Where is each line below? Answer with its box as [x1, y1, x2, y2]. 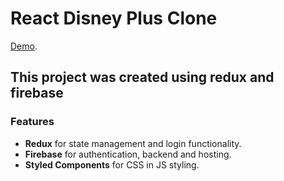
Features [10, 115, 55, 129]
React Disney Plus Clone [10, 7, 218, 30]
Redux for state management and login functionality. [24, 137, 242, 149]
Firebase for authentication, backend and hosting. [24, 148, 232, 160]
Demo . [10, 40, 38, 52]
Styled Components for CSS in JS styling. [24, 158, 200, 171]
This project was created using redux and [10, 69, 275, 86]
